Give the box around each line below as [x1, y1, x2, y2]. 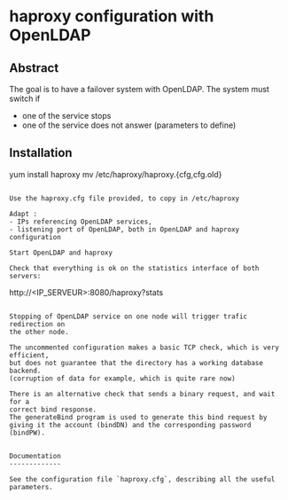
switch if [9, 93, 41, 104]
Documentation [9, 451, 62, 460]
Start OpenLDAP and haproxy [9, 248, 113, 257]
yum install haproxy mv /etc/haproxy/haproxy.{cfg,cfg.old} [9, 168, 222, 179]
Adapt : [9, 209, 38, 218]
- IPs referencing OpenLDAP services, [9, 217, 152, 226]
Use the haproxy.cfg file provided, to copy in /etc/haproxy [9, 193, 240, 203]
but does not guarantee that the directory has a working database [9, 358, 264, 367]
